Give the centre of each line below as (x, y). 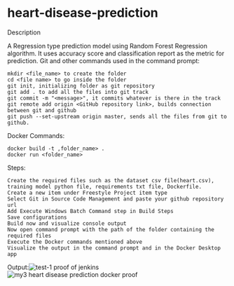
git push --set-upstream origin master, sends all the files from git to (117, 116)
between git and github (42, 110)
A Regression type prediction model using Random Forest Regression (108, 46)
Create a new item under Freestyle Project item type (88, 193)
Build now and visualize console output (67, 223)
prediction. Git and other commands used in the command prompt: (103, 60)
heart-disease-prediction (83, 13)
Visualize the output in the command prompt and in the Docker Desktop (114, 248)
